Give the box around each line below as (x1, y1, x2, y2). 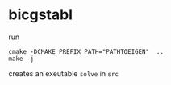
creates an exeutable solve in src (8, 68, 119, 78)
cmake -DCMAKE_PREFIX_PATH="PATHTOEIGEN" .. (8, 47, 164, 55)
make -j (8, 55, 35, 63)
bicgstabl (8, 6, 73, 24)
